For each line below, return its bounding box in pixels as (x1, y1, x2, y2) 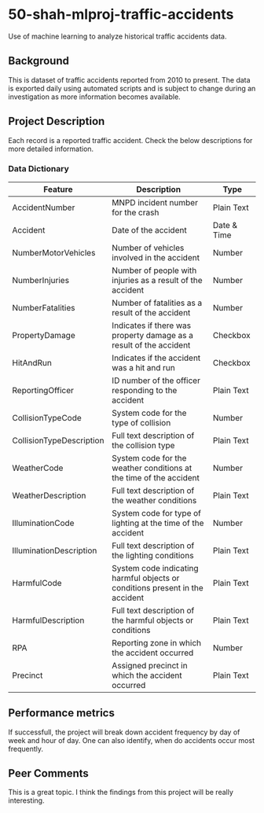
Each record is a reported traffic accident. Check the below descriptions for (8, 135, 253, 145)
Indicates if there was (112, 320, 191, 331)
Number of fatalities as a (112, 297, 203, 308)
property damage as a (112, 329, 194, 340)
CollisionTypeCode (12, 412, 82, 423)
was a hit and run (112, 362, 175, 373)
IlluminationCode (12, 517, 75, 528)
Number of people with (112, 265, 197, 276)
